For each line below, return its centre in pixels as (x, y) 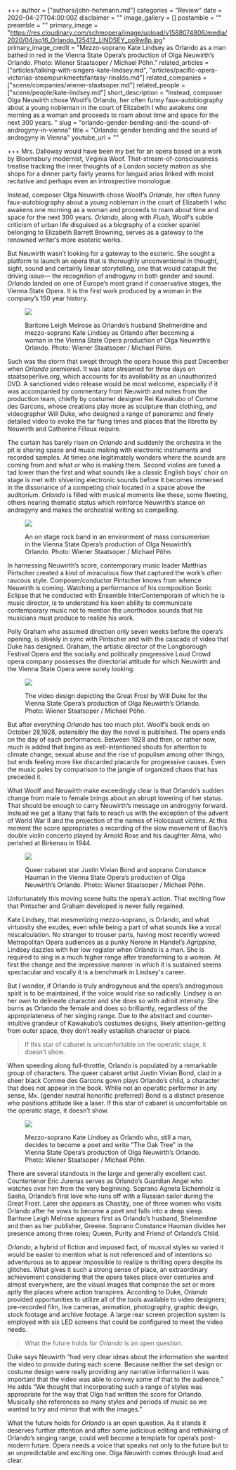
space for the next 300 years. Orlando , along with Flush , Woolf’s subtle (110, 217)
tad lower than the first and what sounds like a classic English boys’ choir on (118, 472)
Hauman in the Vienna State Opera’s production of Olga (105, 877)
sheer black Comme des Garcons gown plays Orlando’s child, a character (113, 1080)
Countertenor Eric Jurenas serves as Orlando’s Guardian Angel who (105, 1181)
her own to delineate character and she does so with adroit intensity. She (113, 1001)
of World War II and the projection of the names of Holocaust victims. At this (117, 820)
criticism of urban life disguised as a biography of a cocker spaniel (104, 225)
